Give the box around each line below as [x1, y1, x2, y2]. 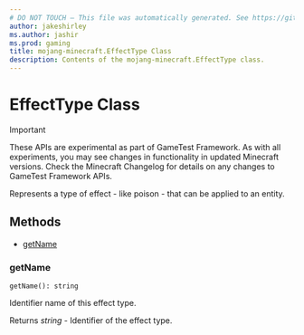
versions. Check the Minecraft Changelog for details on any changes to [9, 160, 275, 172]
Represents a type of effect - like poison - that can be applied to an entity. [9, 187, 285, 199]
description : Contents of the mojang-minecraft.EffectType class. [9, 55, 265, 64]
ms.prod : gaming [9, 38, 71, 48]
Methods [9, 215, 62, 230]
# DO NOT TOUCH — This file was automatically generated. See [9, 13, 249, 23]
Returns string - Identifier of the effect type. [9, 315, 173, 326]
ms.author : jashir [9, 30, 79, 39]
